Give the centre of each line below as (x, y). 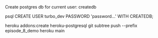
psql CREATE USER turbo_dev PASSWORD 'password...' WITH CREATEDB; (79, 16)
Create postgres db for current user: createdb (51, 7)
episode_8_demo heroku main (35, 31)
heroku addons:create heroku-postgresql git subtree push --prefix (71, 25)
